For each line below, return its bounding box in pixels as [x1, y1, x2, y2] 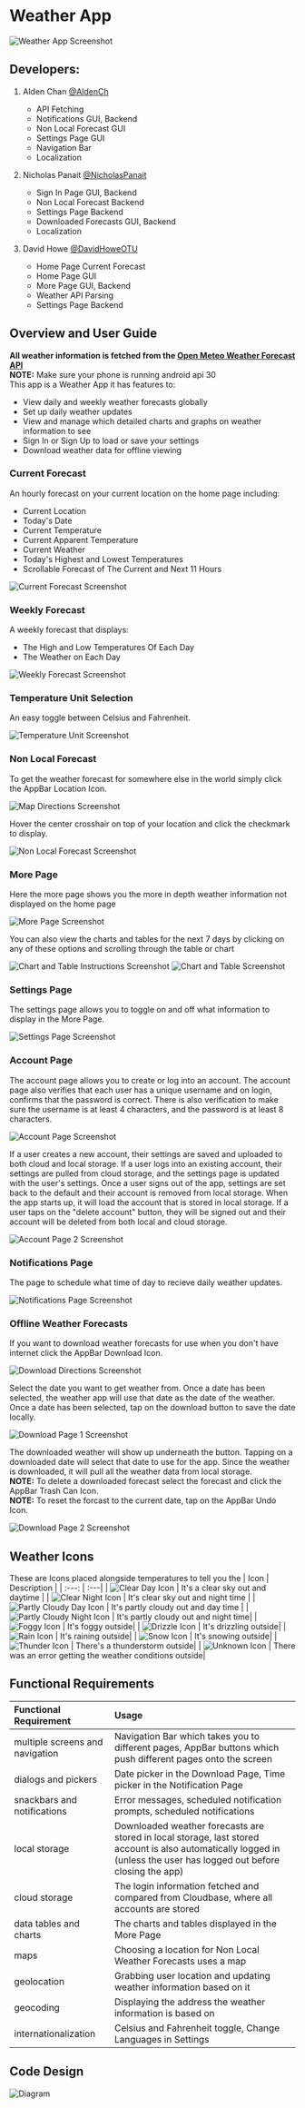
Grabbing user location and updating [113, 1969, 271, 1982]
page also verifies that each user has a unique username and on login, [9, 1084, 272, 1095]
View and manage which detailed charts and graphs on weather [22, 415, 261, 427]
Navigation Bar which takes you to [113, 1729, 261, 1742]
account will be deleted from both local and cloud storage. [9, 1216, 229, 1227]
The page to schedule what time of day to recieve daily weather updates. [9, 1277, 283, 1288]
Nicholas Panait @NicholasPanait [22, 169, 147, 180]
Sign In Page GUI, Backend [35, 187, 138, 198]
